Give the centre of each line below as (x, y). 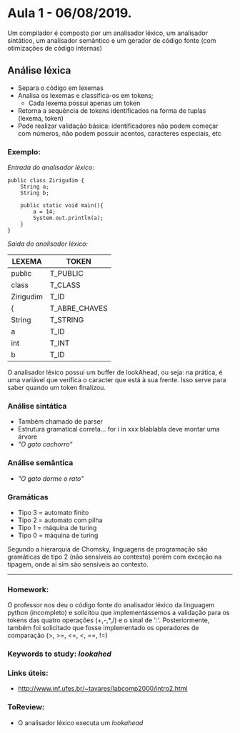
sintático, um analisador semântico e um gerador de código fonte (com (112, 40)
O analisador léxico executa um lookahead (80, 722)
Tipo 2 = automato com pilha (60, 520)
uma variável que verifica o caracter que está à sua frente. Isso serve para (117, 380)
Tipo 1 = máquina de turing (57, 527)
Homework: (28, 589)
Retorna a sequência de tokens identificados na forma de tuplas (112, 110)
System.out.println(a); (68, 218)
